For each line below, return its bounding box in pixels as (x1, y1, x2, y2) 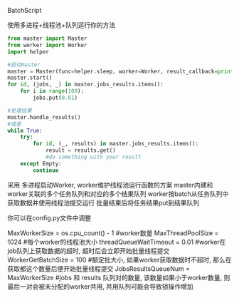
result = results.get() (45, 147, 116, 154)
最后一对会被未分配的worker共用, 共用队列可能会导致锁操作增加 (7, 282, 193, 291)
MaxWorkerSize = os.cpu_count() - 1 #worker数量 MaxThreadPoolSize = (7, 228, 219, 237)
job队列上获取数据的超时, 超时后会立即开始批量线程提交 (7, 246, 170, 255)
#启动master (7, 61, 41, 68)
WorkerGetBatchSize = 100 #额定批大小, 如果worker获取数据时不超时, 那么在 (7, 255, 232, 264)
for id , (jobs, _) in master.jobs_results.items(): (7, 81, 164, 88)
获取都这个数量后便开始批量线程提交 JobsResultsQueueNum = (7, 264, 191, 273)
